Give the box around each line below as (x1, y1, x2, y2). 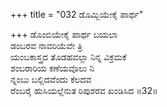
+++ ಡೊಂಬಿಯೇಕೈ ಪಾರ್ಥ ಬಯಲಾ (10, 29, 118, 40)
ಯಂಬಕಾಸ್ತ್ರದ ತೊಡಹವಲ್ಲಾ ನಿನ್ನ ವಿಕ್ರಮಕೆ (10, 51, 127, 63)
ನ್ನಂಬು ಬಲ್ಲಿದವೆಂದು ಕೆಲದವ (10, 74, 92, 85)
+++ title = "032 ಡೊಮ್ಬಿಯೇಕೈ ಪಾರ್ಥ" (10, 9, 144, 20)
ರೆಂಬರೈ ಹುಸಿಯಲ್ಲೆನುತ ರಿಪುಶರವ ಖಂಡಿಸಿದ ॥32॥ (10, 85, 158, 96)
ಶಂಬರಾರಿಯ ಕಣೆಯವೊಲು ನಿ (10, 62, 95, 74)
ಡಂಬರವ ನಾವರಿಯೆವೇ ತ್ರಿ (10, 40, 83, 51)
